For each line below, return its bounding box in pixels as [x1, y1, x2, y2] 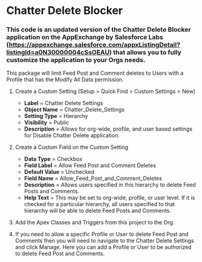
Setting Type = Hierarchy [24, 112, 89, 120]
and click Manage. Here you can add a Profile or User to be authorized [15, 244, 192, 251]
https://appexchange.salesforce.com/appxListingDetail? [8, 41, 181, 49]
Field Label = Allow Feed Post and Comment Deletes [24, 162, 157, 169]
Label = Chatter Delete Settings [24, 100, 103, 107]
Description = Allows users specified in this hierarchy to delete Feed [24, 181, 196, 188]
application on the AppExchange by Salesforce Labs [6, 33, 164, 41]
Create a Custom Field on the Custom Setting [15, 143, 129, 151]
